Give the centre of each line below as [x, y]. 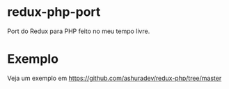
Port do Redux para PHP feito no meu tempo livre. [79, 31]
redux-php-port [54, 12]
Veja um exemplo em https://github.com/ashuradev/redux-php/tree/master [114, 78]
